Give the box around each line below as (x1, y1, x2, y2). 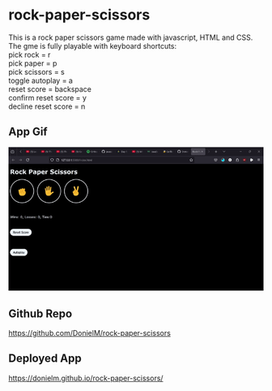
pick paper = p (8, 58, 57, 68)
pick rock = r (8, 49, 51, 59)
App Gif (8, 125, 48, 139)
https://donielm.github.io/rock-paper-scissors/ (8, 373, 164, 383)
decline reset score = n (8, 101, 86, 111)
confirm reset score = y (8, 92, 87, 102)
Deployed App (8, 351, 83, 366)
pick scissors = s (8, 67, 65, 76)
